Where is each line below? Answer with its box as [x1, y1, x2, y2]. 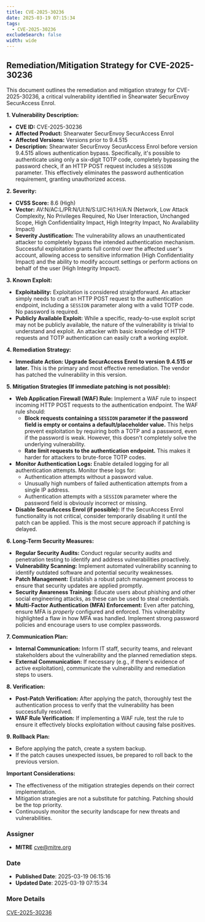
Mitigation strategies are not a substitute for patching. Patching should [15, 794, 193, 802]
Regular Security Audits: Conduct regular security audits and [15, 549, 172, 556]
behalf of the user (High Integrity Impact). [15, 264, 121, 272]
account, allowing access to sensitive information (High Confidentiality [15, 251, 194, 259]
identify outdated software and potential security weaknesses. [15, 569, 174, 576]
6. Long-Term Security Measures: [6, 537, 94, 545]
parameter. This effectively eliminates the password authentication [15, 168, 184, 176]
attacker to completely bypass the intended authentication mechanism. [15, 238, 195, 246]
